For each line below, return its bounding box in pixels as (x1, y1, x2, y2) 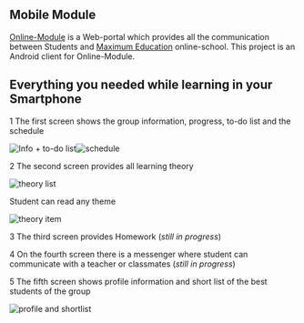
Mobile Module (9, 7, 96, 23)
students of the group (9, 286, 91, 297)
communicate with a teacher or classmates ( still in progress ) (9, 258, 237, 269)
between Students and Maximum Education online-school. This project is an (9, 41, 296, 52)
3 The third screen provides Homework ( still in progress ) (9, 231, 221, 242)
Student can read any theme (9, 196, 117, 207)
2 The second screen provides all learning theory (9, 160, 194, 171)
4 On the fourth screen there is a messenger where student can (9, 248, 248, 259)
